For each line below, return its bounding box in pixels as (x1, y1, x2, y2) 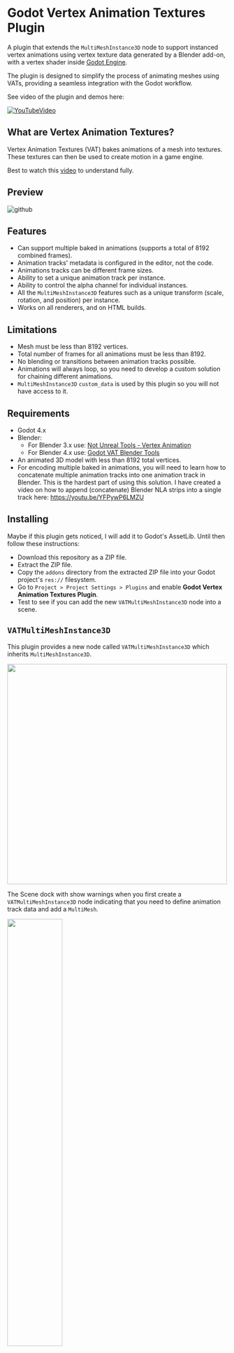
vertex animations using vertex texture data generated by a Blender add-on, (7, 50, 226, 59)
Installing (7, 513, 49, 525)
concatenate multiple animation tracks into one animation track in (17, 471, 206, 479)
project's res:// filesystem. (17, 575, 97, 583)
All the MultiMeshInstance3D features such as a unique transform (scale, (17, 289, 224, 297)
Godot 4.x (17, 426, 47, 434)
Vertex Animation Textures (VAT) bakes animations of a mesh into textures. (7, 145, 223, 154)
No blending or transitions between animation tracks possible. (17, 358, 196, 366)
